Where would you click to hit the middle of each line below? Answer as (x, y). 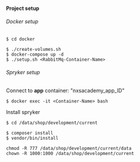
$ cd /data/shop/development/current (52, 123)
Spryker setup (23, 73)
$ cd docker (20, 39)
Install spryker (23, 112)
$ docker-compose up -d (35, 54)
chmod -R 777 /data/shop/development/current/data (69, 149)
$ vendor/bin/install (32, 138)
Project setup (23, 8)
